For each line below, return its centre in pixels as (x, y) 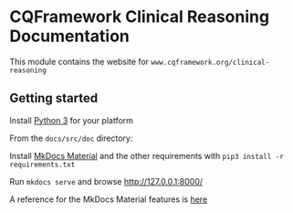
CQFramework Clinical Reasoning (140, 17)
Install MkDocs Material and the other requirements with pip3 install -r (147, 155)
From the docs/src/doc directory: (71, 138)
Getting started (54, 98)
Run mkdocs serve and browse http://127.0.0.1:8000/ (106, 181)
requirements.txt (42, 165)
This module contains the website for (79, 61)
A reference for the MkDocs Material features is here (109, 199)
